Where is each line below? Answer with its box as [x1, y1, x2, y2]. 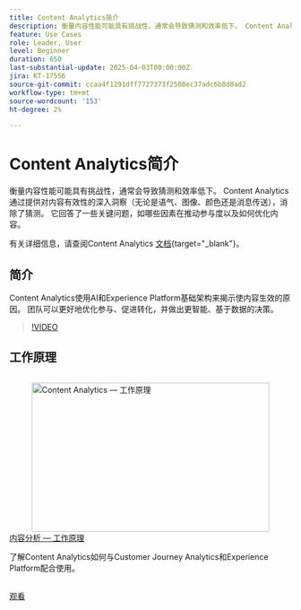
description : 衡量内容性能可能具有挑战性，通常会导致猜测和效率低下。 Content [9, 22, 274, 30]
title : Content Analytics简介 [9, 13, 119, 22]
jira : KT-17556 [9, 72, 66, 81]
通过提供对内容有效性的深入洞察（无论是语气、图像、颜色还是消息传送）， [9, 196, 280, 207]
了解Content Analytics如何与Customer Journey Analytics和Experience [9, 552, 269, 562]
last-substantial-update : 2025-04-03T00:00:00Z [9, 64, 191, 73]
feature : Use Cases [9, 30, 82, 39]
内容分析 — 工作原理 [9, 533, 85, 544]
